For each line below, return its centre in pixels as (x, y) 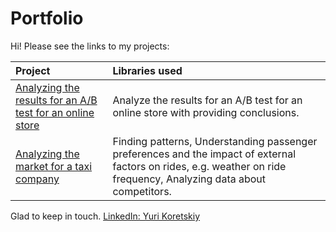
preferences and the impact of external (204, 154)
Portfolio (47, 18)
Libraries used (147, 70)
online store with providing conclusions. (206, 112)
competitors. (142, 191)
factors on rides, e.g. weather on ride (199, 166)
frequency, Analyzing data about (189, 179)
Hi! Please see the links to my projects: (90, 46)
